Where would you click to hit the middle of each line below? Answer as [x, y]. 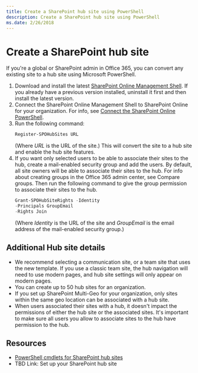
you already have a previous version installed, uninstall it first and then [100, 92]
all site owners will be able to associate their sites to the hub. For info [99, 171]
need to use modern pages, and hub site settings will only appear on [98, 274]
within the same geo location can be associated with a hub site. [92, 300]
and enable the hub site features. [55, 152]
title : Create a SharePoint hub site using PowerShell [75, 12]
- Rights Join [31, 211]
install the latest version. [44, 99]
